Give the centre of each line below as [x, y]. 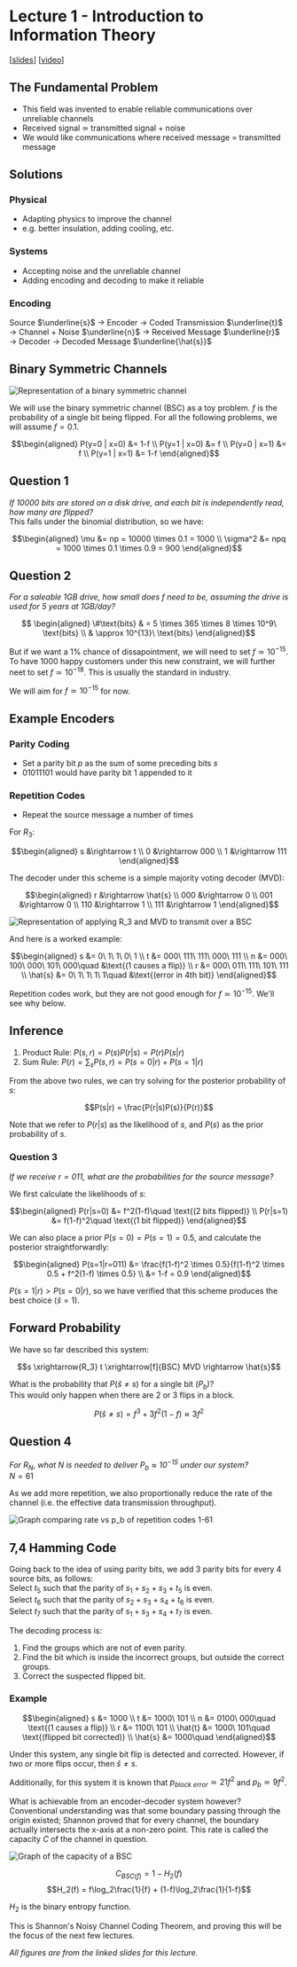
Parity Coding [39, 744]
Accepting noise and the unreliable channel [101, 270]
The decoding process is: [55, 1630]
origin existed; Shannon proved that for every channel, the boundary [134, 1821]
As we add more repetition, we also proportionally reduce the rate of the [141, 1493]
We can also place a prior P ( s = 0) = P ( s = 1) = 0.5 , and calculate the [135, 1237]
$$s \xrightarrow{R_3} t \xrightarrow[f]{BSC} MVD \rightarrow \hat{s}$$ [149, 1367]
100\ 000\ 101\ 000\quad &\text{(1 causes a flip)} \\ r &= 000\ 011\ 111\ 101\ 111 [149, 966]
